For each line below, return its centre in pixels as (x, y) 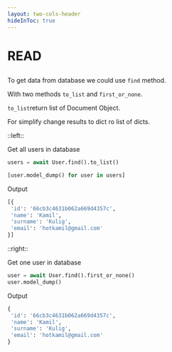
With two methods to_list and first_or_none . (75, 94)
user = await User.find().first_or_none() (71, 276)
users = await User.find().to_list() (63, 162)
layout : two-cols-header (44, 14)
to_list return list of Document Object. (64, 108)
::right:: (18, 249)
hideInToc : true (31, 21)
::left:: (16, 135)
